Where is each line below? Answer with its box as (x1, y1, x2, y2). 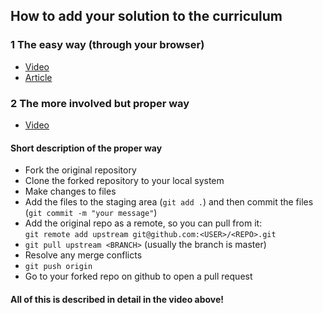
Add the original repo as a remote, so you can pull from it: (24, 217, 263, 229)
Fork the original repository (24, 164, 137, 176)
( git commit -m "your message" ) (24, 207, 158, 219)
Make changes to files (24, 185, 117, 198)
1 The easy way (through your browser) (10, 38, 205, 52)
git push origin (24, 262, 93, 272)
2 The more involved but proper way (10, 96, 190, 110)
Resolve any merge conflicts (24, 249, 143, 261)
